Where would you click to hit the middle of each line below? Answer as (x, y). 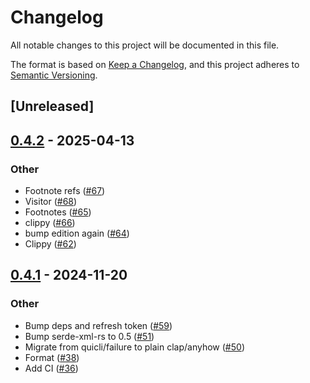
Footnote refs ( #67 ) (65, 191)
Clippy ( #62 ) (50, 244)
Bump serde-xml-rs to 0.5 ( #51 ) (89, 336)
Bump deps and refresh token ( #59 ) (98, 325)
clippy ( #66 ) (50, 223)
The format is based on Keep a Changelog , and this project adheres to (155, 64)
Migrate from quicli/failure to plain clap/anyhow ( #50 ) (134, 347)
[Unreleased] (52, 106)
